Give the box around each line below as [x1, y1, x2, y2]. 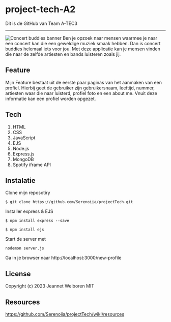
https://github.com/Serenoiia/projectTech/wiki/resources [5, 311, 125, 317]
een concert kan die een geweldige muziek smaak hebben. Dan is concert [5, 40, 161, 46]
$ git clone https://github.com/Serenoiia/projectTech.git [5, 200, 133, 205]
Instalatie [5, 176, 36, 185]
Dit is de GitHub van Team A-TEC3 [5, 20, 78, 26]
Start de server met [5, 236, 46, 242]
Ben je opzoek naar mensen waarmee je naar [63, 35, 158, 41]
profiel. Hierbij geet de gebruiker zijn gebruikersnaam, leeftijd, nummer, [5, 85, 155, 91]
